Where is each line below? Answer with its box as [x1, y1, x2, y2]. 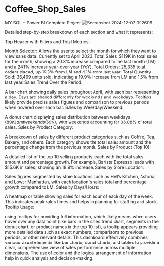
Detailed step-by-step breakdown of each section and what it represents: [5, 29, 153, 35]
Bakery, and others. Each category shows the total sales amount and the [5, 139, 151, 145]
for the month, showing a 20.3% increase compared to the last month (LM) [5, 58, 156, 64]
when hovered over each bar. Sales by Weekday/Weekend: [5, 104, 124, 110]
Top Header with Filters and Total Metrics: [5, 38, 90, 45]
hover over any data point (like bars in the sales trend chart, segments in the [5, 218, 159, 224]
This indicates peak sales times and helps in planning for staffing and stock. [5, 198, 158, 204]
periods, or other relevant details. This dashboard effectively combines [5, 234, 148, 240]
